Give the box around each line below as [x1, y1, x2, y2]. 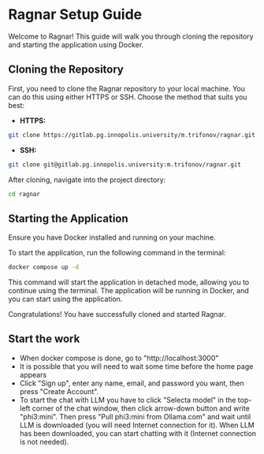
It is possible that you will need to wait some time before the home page [19, 361, 254, 371]
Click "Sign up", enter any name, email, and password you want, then [19, 378, 244, 388]
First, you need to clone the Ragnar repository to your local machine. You [8, 84, 246, 93]
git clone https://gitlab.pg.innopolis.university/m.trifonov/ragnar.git [8, 131, 256, 139]
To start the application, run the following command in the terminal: [8, 248, 226, 258]
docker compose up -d [8, 263, 80, 271]
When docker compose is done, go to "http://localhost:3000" [19, 353, 219, 363]
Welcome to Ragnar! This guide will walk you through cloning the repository [8, 32, 254, 41]
